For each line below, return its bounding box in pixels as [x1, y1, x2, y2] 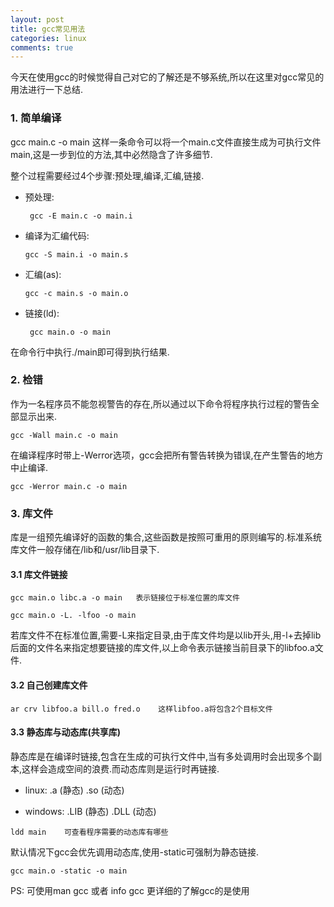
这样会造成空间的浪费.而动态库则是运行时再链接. [21, 762, 220, 775]
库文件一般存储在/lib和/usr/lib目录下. [10, 544, 160, 556]
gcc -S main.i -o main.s [24, 249, 129, 260]
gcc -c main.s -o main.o [24, 288, 129, 298]
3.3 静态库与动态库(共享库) [10, 726, 122, 738]
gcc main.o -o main [29, 327, 111, 337]
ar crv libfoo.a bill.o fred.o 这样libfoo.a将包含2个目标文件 [10, 704, 273, 714]
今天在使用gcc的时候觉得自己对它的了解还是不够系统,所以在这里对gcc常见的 [10, 71, 325, 83]
